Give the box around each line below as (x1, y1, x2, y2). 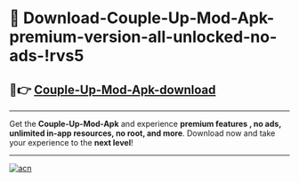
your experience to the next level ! (9, 138, 133, 147)
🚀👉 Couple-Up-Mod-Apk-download (9, 82, 216, 97)
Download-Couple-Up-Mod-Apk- (23, 8, 275, 28)
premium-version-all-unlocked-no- (9, 27, 278, 47)
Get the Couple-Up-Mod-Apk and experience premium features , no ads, (9, 119, 282, 129)
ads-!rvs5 (9, 46, 85, 66)
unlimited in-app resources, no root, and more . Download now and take (9, 128, 276, 138)
